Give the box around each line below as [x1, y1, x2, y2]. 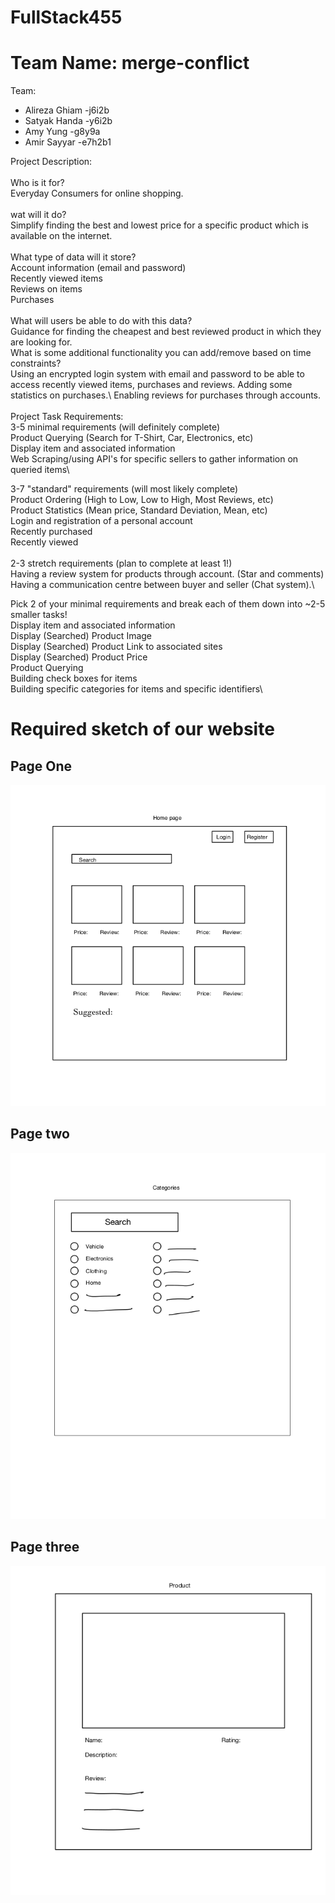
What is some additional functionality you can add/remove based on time [10, 347, 312, 359]
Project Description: [10, 156, 93, 168]
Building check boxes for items [10, 672, 138, 685]
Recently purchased [10, 526, 93, 538]
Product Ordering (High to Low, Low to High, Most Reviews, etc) [10, 494, 274, 506]
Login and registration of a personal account [10, 515, 193, 527]
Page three [10, 1539, 80, 1556]
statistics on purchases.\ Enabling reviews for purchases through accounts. [10, 389, 322, 401]
